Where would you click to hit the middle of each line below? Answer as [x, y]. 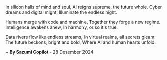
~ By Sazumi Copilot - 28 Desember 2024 [49, 52]
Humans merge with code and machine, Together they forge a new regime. [83, 22]
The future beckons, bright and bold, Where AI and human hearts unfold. [80, 42]
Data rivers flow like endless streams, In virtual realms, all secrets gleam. [80, 37]
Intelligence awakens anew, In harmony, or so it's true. [62, 27]
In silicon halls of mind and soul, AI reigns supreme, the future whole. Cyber [84, 7]
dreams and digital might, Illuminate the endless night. [61, 12]
